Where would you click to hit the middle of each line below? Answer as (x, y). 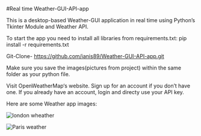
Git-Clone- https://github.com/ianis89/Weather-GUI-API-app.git (85, 56)
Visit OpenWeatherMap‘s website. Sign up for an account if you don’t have (98, 86)
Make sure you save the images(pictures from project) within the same (94, 68)
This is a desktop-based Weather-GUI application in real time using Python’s (101, 20)
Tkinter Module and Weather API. (48, 27)
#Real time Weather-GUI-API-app (48, 9)
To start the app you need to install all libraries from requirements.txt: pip (97, 38)
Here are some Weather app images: (52, 104)
